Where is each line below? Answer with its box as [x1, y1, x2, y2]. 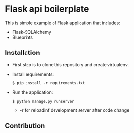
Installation [5, 49, 40, 57]
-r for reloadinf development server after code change [19, 107, 130, 113]
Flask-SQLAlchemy [12, 29, 52, 35]
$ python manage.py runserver [12, 99, 75, 104]
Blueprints [12, 34, 33, 40]
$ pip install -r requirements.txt [12, 80, 85, 85]
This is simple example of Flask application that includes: [5, 20, 120, 26]
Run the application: [12, 89, 53, 95]
